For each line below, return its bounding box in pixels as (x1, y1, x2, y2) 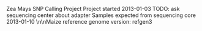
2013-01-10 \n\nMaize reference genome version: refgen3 (6, 18, 152, 25)
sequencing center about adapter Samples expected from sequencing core (6, 12, 196, 19)
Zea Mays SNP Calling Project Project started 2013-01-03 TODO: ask (6, 5, 180, 12)
